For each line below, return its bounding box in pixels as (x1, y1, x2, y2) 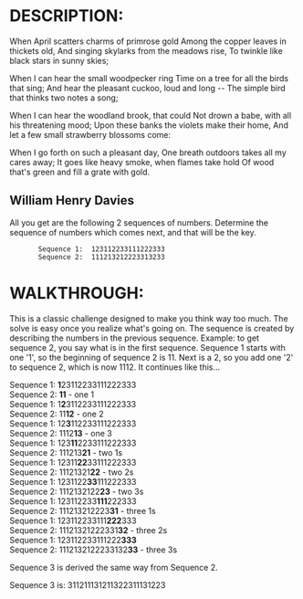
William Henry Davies (9, 193, 135, 208)
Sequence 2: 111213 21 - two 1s (9, 447, 123, 457)
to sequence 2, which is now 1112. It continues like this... (9, 362, 221, 373)
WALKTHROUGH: (9, 282, 144, 303)
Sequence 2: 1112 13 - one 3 (9, 427, 112, 438)
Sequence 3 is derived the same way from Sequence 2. (9, 562, 219, 573)
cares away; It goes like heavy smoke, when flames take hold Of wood (9, 156, 275, 167)
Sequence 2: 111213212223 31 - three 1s (9, 505, 157, 516)
